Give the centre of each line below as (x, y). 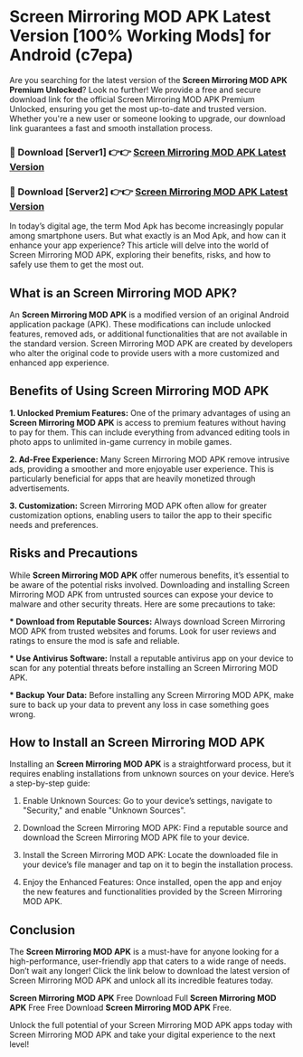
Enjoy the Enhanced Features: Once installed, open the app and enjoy (152, 882)
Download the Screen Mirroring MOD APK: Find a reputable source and (155, 828)
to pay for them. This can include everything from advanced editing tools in (150, 432)
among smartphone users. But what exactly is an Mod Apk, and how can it (148, 236)
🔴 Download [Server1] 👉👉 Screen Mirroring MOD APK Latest (148, 152)
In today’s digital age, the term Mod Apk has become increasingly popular (147, 226)
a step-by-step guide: (50, 783)
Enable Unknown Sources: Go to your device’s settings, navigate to (147, 801)
